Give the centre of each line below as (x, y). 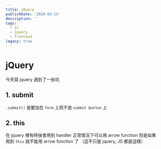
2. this (15, 123)
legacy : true (19, 41)
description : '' (22, 19)
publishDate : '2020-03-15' (33, 14)
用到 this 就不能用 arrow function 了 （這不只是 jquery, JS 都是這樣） (76, 141)
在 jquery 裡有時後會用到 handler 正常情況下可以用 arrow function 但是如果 (81, 135)
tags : (11, 23)
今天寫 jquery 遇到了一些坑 (33, 79)
